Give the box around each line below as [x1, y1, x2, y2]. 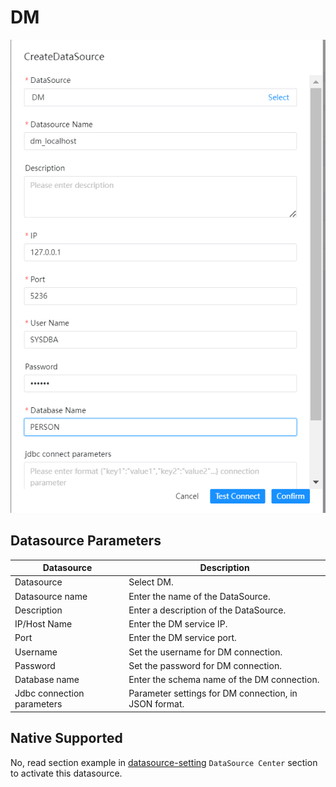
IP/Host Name [14, 618, 73, 630]
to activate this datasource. [10, 767, 123, 779]
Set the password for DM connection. [128, 659, 282, 671]
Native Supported [10, 730, 123, 747]
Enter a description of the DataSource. [128, 604, 287, 616]
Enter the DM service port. [128, 632, 237, 644]
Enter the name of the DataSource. [128, 590, 271, 602]
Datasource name [14, 590, 88, 602]
